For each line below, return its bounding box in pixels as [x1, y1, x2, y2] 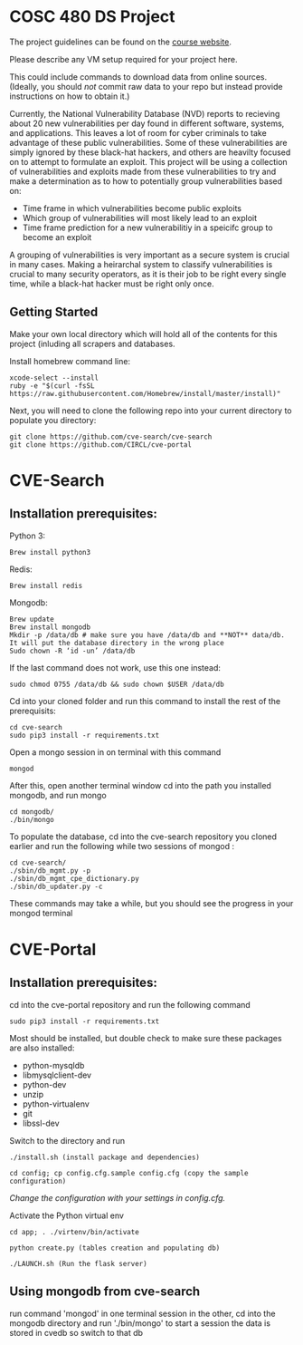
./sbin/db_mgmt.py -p [9, 866, 91, 876]
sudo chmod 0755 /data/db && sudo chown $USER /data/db [9, 680, 224, 689]
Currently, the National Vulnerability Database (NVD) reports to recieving [9, 108, 280, 119]
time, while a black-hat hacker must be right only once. [9, 278, 214, 289]
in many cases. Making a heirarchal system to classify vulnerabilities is [9, 258, 273, 269]
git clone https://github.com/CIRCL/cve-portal [9, 440, 193, 450]
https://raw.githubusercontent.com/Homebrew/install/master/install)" [9, 389, 281, 398]
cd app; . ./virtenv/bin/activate [9, 1227, 140, 1236]
